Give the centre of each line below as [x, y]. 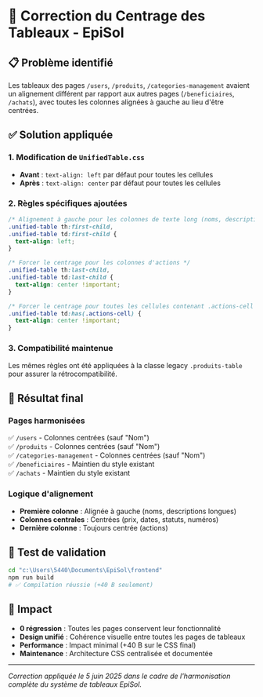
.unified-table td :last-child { [61, 278]
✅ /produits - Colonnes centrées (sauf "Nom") [84, 447]
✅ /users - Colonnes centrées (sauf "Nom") [79, 438]
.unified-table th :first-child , [61, 227]
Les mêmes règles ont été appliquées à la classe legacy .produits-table [125, 365]
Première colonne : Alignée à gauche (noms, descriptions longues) [128, 511]
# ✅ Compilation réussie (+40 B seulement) [81, 585]
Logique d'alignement [51, 494]
